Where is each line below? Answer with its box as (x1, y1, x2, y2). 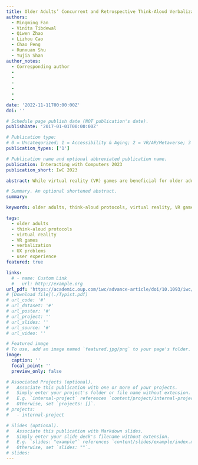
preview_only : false (11, 368, 62, 374)
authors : (6, 14, 28, 20)
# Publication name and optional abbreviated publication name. (6, 156, 167, 162)
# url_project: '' (6, 314, 51, 320)
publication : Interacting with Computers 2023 (6, 161, 123, 167)
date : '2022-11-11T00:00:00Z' (6, 102, 81, 108)
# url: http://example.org (11, 281, 83, 287)
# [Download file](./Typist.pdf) (6, 292, 88, 298)
